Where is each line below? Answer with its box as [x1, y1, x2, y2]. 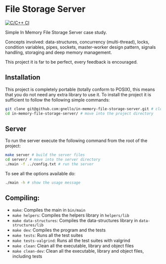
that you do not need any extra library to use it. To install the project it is [5, 91, 152, 97]
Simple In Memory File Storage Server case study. [5, 29, 107, 35]
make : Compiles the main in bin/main [12, 207, 85, 213]
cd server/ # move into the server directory [5, 157, 100, 162]
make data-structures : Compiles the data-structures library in [12, 217, 138, 223]
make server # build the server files [5, 152, 85, 157]
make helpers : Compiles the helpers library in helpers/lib [12, 212, 129, 218]
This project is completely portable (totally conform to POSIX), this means [5, 86, 155, 92]
